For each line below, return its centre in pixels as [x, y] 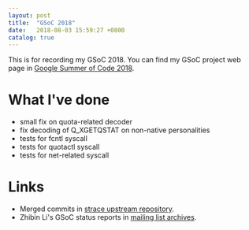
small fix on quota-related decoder [76, 122]
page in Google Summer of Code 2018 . [71, 69]
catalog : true [32, 37]
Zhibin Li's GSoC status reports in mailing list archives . [108, 217]
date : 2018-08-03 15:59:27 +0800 [67, 30]
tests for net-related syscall [64, 155]
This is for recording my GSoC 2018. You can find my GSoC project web [125, 60]
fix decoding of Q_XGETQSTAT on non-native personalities [115, 130]
